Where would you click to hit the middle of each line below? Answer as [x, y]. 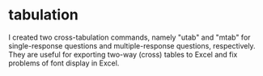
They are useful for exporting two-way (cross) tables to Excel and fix [123, 54]
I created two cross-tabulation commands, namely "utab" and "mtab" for [129, 37]
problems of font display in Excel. [64, 63]
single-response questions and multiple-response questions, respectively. [132, 45]
